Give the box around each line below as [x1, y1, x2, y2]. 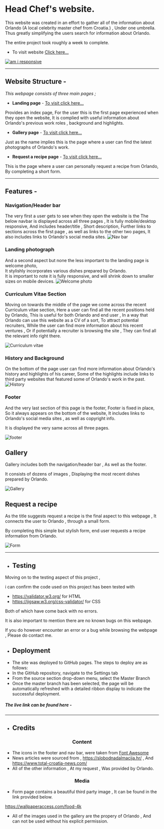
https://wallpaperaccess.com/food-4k [5, 803, 82, 809]
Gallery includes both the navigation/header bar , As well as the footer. [5, 461, 147, 467]
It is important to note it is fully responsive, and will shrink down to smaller [5, 273, 154, 279]
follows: [12, 665, 28, 670]
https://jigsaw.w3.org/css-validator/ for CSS [12, 599, 101, 605]
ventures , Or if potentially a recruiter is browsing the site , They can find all [5, 328, 156, 334]
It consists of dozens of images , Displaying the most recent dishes [5, 471, 140, 477]
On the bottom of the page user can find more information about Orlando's [5, 366, 155, 372]
